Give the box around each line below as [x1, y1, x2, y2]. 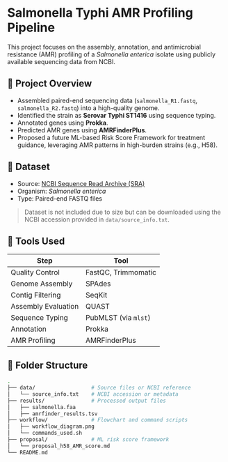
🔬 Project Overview [7, 78, 92, 90]
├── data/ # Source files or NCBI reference [7, 385, 191, 392]
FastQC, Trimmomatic [85, 268, 156, 277]
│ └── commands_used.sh [7, 430, 82, 437]
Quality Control [10, 268, 60, 277]
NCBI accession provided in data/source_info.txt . [24, 215, 170, 224]
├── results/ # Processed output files [7, 397, 167, 404]
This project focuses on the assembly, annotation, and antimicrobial [7, 43, 202, 51]
